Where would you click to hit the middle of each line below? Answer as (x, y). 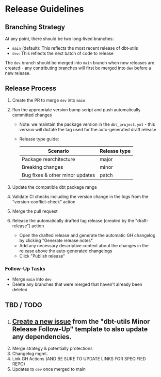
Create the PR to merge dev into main (49, 100)
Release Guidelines (44, 9)
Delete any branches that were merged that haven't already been (77, 284)
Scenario (58, 151)
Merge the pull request (35, 211)
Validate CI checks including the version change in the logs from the (80, 197)
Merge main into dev (32, 279)
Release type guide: (39, 139)
